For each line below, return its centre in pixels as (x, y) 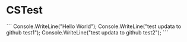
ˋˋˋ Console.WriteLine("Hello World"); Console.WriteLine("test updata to (94, 26)
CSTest (24, 10)
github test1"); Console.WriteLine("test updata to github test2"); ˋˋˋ (87, 32)
